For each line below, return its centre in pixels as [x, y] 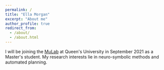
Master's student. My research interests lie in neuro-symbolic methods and [82, 57]
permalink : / [19, 10]
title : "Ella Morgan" [28, 14]
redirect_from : [21, 28]
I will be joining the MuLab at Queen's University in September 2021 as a [79, 51]
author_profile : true [28, 24]
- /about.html [24, 38]
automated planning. [26, 62]
